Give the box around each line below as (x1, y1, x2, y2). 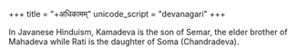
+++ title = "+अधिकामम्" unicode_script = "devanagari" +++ (8, 9, 226, 19)
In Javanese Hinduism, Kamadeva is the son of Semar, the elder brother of (8, 27, 288, 37)
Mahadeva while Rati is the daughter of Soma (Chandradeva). (8, 36, 240, 47)
